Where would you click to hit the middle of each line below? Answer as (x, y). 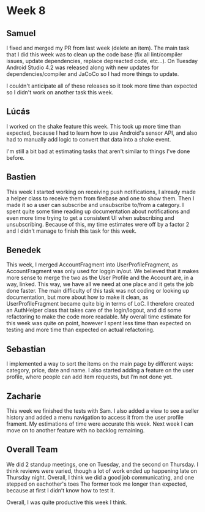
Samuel (21, 33)
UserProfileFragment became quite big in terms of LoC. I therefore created (100, 304)
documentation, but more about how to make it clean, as (77, 297)
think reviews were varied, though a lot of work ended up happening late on (102, 471)
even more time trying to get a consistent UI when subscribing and (90, 217)
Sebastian (26, 349)
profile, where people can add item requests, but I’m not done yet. (90, 377)
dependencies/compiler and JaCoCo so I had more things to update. (93, 74)
